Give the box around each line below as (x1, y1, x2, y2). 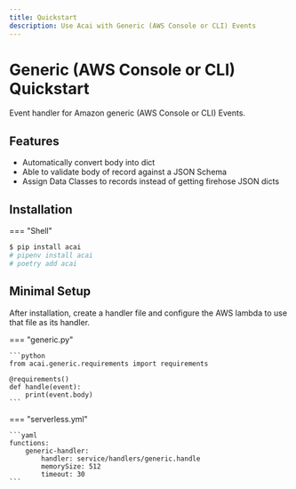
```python (9, 351, 46, 360)
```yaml (9, 430, 38, 440)
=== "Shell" (9, 226, 52, 236)
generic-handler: (25, 446, 90, 455)
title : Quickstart (9, 12, 77, 22)
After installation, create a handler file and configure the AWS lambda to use (9, 308, 287, 318)
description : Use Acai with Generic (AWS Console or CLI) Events (9, 21, 256, 30)
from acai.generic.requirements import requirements (9, 359, 209, 368)
